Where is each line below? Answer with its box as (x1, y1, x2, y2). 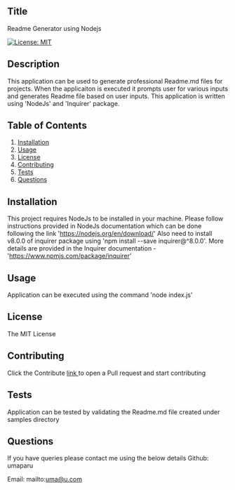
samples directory (7, 415, 60, 423)
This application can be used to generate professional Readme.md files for (7, 77, 223, 85)
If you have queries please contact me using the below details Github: (7, 454, 209, 463)
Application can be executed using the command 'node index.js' (7, 291, 193, 299)
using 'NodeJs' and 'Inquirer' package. (7, 99, 120, 107)
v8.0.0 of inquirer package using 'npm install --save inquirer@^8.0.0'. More (7, 237, 224, 245)
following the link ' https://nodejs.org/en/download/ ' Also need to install (7, 230, 213, 238)
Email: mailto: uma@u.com (7, 475, 83, 484)
